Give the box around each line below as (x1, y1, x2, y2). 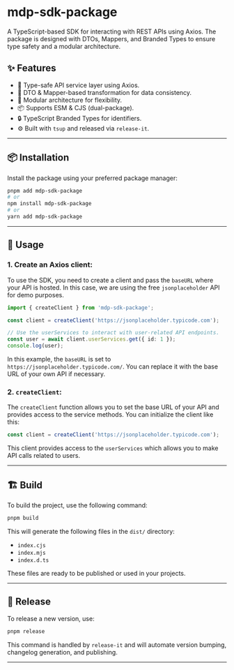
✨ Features (7, 62, 56, 74)
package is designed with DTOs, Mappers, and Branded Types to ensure (7, 34, 216, 43)
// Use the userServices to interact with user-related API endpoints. (7, 329, 219, 336)
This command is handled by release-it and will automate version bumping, (7, 640, 227, 649)
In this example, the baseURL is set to (7, 355, 111, 363)
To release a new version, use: (7, 614, 95, 623)
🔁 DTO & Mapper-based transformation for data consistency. (17, 88, 192, 96)
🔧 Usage (7, 239, 44, 251)
